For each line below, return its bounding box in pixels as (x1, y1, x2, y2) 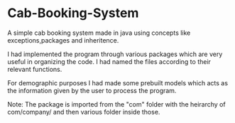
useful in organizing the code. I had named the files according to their (7, 57, 212, 65)
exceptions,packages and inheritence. (7, 36, 119, 44)
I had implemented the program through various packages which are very (7, 50, 223, 58)
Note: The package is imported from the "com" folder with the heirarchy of (7, 100, 226, 108)
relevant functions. (7, 65, 62, 73)
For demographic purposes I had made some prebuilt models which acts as (7, 78, 229, 87)
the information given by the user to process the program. (7, 86, 177, 95)
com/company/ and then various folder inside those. (7, 107, 160, 116)
